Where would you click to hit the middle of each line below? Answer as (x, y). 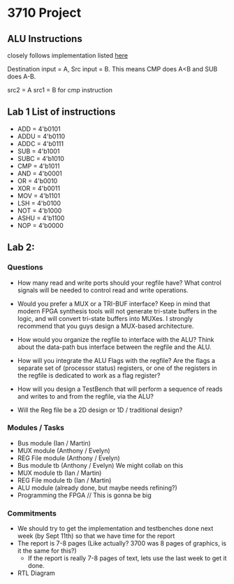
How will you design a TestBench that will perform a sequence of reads (120, 389)
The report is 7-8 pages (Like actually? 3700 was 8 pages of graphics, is (122, 543)
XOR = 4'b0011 (39, 188)
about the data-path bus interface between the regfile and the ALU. (114, 347)
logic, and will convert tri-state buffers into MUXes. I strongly (105, 318)
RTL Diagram (36, 573)
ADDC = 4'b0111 (41, 143)
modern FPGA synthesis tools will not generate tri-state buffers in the (117, 311)
